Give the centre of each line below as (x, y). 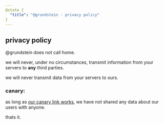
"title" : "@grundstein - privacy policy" (55, 15)
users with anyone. (25, 107)
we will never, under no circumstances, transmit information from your (79, 62)
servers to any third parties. (35, 68)
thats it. (13, 117)
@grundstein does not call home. (40, 53)
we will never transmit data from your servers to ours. (62, 78)
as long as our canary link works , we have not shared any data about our (82, 102)
